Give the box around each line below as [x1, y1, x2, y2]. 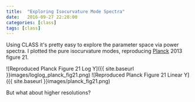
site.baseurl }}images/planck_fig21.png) [14, 78, 111, 85]
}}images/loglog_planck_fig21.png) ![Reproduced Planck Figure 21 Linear [6, 71, 183, 78]
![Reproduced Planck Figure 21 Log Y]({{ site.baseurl [6, 65, 134, 73]
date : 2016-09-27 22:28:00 [6, 14, 78, 20]
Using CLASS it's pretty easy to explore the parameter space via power [6, 41, 179, 48]
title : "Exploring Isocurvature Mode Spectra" [6, 8, 125, 15]
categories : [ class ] [6, 19, 57, 25]
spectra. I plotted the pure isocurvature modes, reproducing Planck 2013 [6, 48, 183, 55]
